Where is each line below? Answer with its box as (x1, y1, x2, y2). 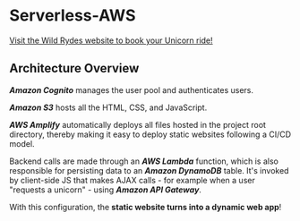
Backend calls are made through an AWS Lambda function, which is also (9, 156, 279, 166)
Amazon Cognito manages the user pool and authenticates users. (9, 84, 253, 95)
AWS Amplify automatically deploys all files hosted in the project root (9, 119, 267, 130)
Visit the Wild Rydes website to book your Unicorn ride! (9, 35, 213, 46)
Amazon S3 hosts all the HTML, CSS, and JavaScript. (9, 102, 208, 113)
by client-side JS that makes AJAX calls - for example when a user (9, 174, 255, 185)
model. (9, 138, 35, 149)
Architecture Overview (9, 61, 140, 76)
